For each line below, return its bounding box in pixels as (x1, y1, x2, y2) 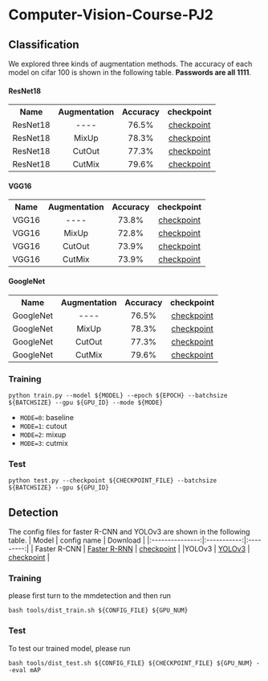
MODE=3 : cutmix (19, 438, 68, 448)
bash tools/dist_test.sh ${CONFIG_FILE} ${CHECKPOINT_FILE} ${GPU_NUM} (8, 658, 253, 667)
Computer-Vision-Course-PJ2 (8, 6, 214, 24)
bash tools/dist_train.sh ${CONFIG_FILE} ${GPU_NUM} (8, 606, 189, 615)
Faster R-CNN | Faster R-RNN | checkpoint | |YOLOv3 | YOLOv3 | (35, 544, 250, 554)
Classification (8, 38, 79, 52)
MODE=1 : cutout (19, 421, 67, 431)
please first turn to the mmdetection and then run (8, 591, 171, 601)
